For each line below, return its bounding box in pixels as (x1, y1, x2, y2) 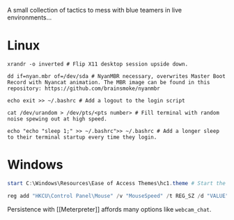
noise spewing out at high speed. (7, 115, 108, 123)
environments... (7, 13, 52, 22)
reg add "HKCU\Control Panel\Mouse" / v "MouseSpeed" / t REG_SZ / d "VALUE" (7, 192, 229, 199)
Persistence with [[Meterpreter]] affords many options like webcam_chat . (7, 205, 212, 213)
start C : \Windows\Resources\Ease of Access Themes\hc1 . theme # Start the (7, 180, 226, 187)
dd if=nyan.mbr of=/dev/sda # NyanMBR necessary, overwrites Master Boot (7, 72, 226, 79)
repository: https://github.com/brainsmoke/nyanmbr (7, 85, 160, 92)
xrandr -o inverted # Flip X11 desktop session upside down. (7, 61, 189, 68)
